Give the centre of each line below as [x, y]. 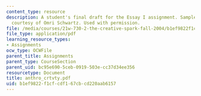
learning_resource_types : [38, 39]
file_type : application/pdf [41, 34]
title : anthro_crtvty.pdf [38, 78]
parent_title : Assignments [40, 56]
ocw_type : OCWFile [29, 51]
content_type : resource [36, 12]
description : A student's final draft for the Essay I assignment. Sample [101, 17]
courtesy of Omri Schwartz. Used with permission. [76, 23]
